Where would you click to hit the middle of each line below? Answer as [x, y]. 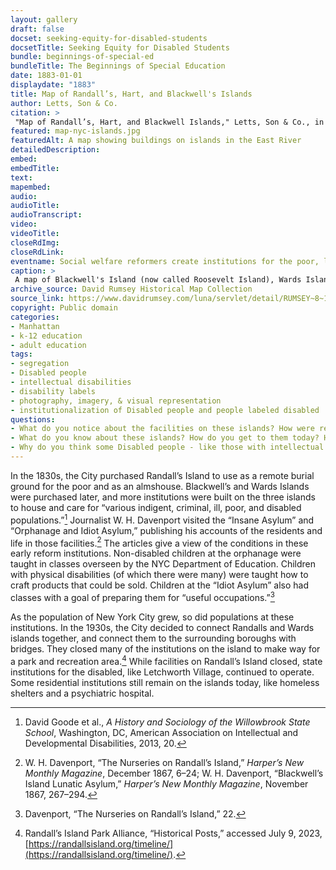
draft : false [37, 29]
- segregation [40, 364]
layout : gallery [44, 19]
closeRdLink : [37, 252]
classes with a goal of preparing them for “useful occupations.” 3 [142, 596]
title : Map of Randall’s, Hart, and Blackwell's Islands [131, 94]
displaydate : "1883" [53, 85]
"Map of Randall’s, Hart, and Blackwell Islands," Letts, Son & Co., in [169, 122]
